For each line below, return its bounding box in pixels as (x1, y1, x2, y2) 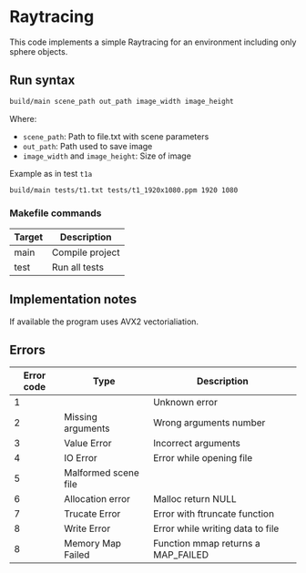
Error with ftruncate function (153, 507, 275, 520)
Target (14, 230, 44, 243)
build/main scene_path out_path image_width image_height (9, 97, 234, 106)
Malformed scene (63, 466, 139, 479)
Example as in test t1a (9, 168, 93, 179)
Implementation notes (9, 292, 138, 307)
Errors (9, 343, 46, 357)
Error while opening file (153, 452, 253, 465)
